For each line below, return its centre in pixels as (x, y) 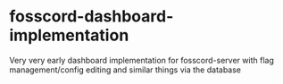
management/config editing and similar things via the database (125, 70)
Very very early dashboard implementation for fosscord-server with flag (141, 60)
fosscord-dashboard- (92, 17)
